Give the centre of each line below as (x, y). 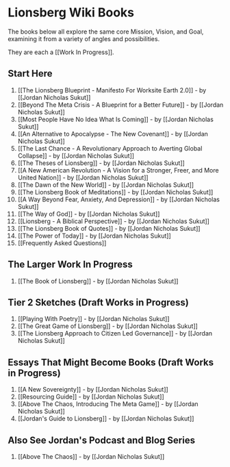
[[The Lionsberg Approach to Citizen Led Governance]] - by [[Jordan (115, 333)
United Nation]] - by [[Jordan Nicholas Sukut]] (83, 177)
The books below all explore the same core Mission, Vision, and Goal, (106, 31)
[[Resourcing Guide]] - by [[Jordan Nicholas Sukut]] (91, 397)
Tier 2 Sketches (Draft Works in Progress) (98, 302)
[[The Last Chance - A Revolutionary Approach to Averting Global (110, 148)
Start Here (30, 74)
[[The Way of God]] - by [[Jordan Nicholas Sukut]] (89, 214)
